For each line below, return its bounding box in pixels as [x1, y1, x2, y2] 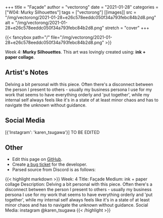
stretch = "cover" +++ [105, 25, 149, 31]
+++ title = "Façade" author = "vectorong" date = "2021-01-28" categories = [5, 4, 159, 10]
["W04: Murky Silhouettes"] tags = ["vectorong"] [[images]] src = [5, 9, 137, 15]
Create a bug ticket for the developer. [12, 161, 88, 168]
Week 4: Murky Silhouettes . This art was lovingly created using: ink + [5, 49, 146, 55]
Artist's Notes [5, 68, 49, 77]
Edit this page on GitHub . [12, 156, 62, 162]
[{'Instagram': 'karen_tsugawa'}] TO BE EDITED [5, 129, 100, 135]
